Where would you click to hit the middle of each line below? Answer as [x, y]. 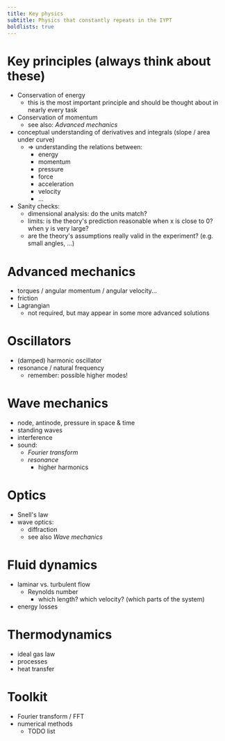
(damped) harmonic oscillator [59, 360]
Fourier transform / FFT [51, 716]
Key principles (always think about [109, 61]
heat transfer [36, 669]
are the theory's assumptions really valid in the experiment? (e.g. [120, 236]
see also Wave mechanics [65, 537]
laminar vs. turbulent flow [53, 584]
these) [26, 76]
